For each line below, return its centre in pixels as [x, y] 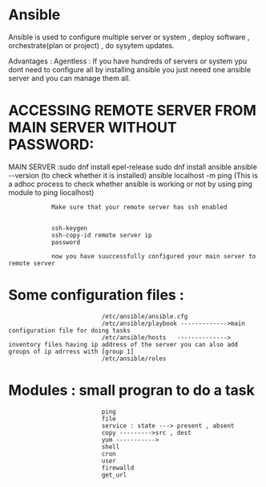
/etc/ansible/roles [134, 359]
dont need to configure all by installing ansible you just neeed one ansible [129, 69]
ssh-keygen [69, 228]
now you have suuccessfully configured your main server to [153, 256]
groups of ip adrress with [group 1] [71, 351]
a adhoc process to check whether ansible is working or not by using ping [130, 184]
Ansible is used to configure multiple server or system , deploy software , [129, 37]
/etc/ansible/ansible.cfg [145, 316]
